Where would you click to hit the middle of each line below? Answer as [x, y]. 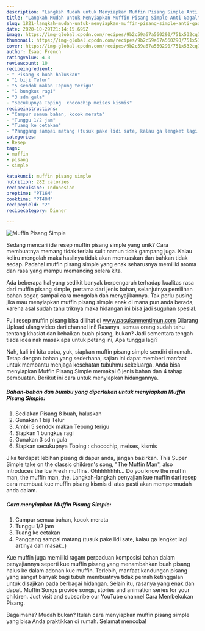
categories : [21, 137]
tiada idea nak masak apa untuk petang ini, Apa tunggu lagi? [82, 340]
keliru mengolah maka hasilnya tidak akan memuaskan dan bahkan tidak [97, 258]
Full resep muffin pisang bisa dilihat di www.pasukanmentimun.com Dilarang [102, 321]
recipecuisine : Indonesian [41, 188]
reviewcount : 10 [27, 63]
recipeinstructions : [33, 108]
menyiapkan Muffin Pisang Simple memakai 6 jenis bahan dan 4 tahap [95, 371]
